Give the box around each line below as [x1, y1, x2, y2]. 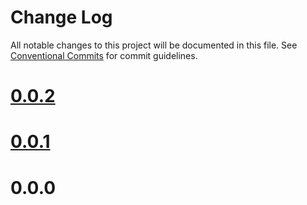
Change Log [10, 6, 113, 29]
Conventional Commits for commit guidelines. [10, 49, 198, 61]
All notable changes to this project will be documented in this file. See [10, 39, 298, 51]
